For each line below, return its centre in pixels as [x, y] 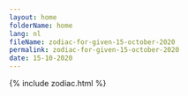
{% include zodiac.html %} [58, 83]
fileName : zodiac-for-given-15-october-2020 [92, 42]
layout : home [33, 17]
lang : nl [25, 33]
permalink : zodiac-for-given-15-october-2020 [94, 50]
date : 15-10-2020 [41, 58]
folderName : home [41, 26]
